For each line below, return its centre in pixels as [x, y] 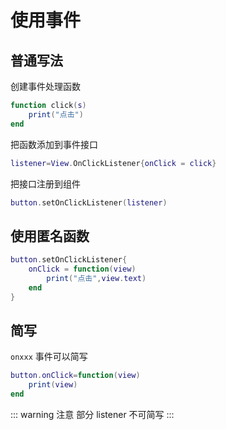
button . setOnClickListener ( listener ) [89, 202]
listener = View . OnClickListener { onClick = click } [113, 163]
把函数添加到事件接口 [54, 144]
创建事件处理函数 [45, 86]
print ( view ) [53, 385]
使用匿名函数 [50, 236]
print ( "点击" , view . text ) [96, 278]
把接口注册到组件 [45, 183]
